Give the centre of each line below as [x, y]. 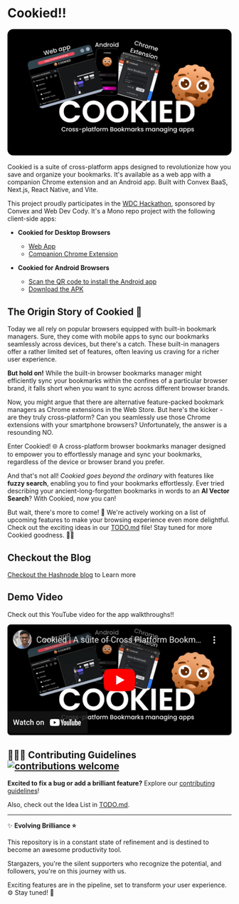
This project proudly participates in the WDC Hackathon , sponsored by [111, 204]
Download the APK [56, 289]
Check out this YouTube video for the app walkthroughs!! [91, 614]
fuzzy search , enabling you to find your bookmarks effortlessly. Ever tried [116, 483]
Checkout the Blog [49, 557]
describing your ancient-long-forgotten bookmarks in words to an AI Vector [118, 491]
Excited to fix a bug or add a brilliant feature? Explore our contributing [111, 783]
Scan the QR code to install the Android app [92, 282]
